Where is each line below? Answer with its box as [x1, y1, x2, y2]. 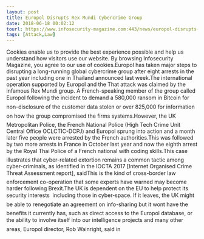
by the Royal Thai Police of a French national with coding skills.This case [6, 148, 188, 155]
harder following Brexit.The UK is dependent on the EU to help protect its [6, 185, 189, 192]
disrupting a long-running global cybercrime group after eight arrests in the [6, 68, 194, 75]
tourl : [6, 26, 23, 32]
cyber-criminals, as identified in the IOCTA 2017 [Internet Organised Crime [6, 163, 192, 170]
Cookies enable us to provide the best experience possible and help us [6, 48, 184, 55]
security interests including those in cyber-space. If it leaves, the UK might [6, 191, 194, 199]
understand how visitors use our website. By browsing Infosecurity [6, 55, 174, 62]
